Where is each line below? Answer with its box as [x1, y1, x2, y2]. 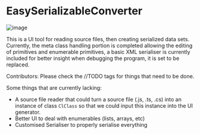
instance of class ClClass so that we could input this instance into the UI [14, 102, 193, 109]
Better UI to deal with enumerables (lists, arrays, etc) [14, 115, 145, 122]
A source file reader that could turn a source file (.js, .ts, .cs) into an [14, 96, 181, 103]
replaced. [6, 61, 30, 68]
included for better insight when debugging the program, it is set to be [6, 54, 180, 62]
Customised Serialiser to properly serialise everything [14, 121, 148, 128]
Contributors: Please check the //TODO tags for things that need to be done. [6, 72, 195, 80]
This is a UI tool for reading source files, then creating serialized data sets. [6, 35, 190, 42]
